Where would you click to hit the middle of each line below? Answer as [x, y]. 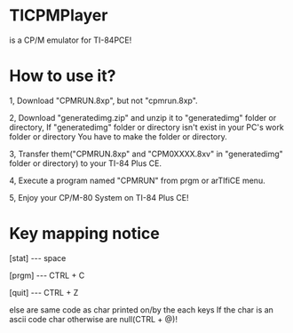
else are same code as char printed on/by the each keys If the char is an [141, 309]
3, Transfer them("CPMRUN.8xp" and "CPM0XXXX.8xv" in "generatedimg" [146, 154]
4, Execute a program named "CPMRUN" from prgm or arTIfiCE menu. [137, 180]
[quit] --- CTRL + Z [44, 292]
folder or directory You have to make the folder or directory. [119, 136]
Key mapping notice [84, 234]
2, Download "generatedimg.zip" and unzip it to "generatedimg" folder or [143, 117]
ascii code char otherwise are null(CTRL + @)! [93, 319]
